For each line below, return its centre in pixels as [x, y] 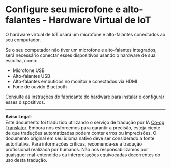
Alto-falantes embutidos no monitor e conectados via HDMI [75, 81]
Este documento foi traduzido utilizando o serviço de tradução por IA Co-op [85, 122]
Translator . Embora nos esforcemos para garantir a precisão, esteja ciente [83, 127]
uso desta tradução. [26, 160]
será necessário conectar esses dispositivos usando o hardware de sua [80, 55]
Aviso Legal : [19, 116]
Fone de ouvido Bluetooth [40, 87]
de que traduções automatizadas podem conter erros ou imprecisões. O [81, 133]
